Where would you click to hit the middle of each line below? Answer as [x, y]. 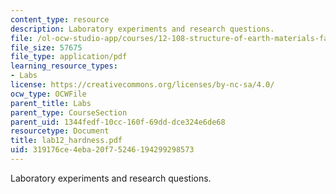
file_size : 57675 [46, 47]
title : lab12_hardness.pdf [66, 141]
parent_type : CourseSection [69, 112]
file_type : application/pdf [69, 57]
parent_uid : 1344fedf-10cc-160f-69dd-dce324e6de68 [118, 122]
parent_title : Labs [51, 103]
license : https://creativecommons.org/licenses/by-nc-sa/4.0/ [142, 85]
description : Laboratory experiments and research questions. [142, 29]
